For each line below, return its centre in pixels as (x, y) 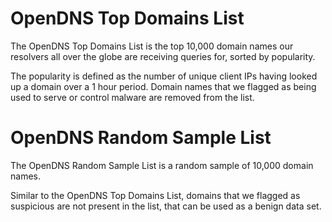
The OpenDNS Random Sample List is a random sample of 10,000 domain (162, 165)
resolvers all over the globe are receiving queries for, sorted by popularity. (163, 56)
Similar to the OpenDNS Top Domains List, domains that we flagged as (155, 195)
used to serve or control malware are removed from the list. (132, 97)
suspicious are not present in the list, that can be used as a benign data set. (166, 206)
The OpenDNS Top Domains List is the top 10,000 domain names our (152, 46)
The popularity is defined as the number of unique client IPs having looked (164, 76)
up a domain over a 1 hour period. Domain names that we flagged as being (163, 86)
